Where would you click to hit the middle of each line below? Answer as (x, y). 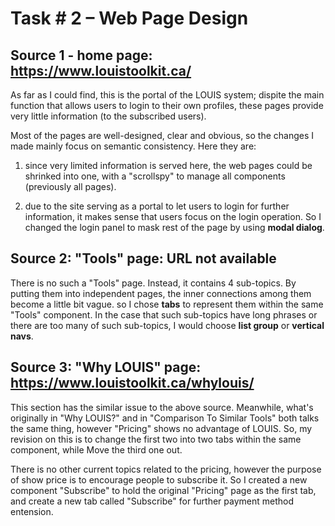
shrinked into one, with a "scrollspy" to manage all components (155, 176)
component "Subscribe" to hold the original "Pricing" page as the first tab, (163, 490)
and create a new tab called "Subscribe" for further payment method (152, 501)
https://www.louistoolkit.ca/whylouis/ (132, 383)
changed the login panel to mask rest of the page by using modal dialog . (174, 227)
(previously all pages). (70, 186)
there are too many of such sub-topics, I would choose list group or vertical (167, 325)
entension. (32, 511)
